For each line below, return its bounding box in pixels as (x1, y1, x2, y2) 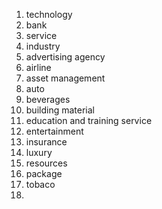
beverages (25, 94, 71, 105)
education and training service (25, 115, 153, 126)
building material (25, 104, 95, 116)
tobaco (25, 179, 56, 190)
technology (25, 9, 73, 20)
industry (25, 40, 61, 52)
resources (25, 157, 68, 169)
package (25, 168, 63, 179)
